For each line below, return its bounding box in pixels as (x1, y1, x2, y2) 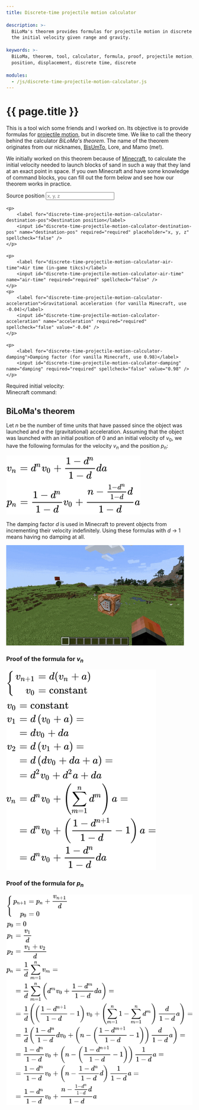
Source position (6, 192, 45, 199)
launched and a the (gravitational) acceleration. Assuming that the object (6, 428, 184, 435)
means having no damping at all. (6, 533, 86, 540)
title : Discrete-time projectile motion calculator (6, 10, 136, 15)
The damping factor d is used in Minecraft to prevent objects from (6, 520, 167, 527)
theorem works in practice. (6, 180, 72, 187)
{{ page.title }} (6, 105, 79, 118)
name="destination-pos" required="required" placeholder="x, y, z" (19, 229, 190, 235)
